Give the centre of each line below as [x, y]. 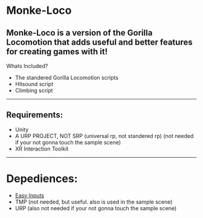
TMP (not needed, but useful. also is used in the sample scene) [94, 202]
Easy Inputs [29, 195]
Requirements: [35, 115]
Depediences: [42, 179]
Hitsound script [34, 84]
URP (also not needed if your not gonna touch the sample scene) [96, 208]
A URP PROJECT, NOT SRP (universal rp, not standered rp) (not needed [104, 135]
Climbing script [34, 90]
